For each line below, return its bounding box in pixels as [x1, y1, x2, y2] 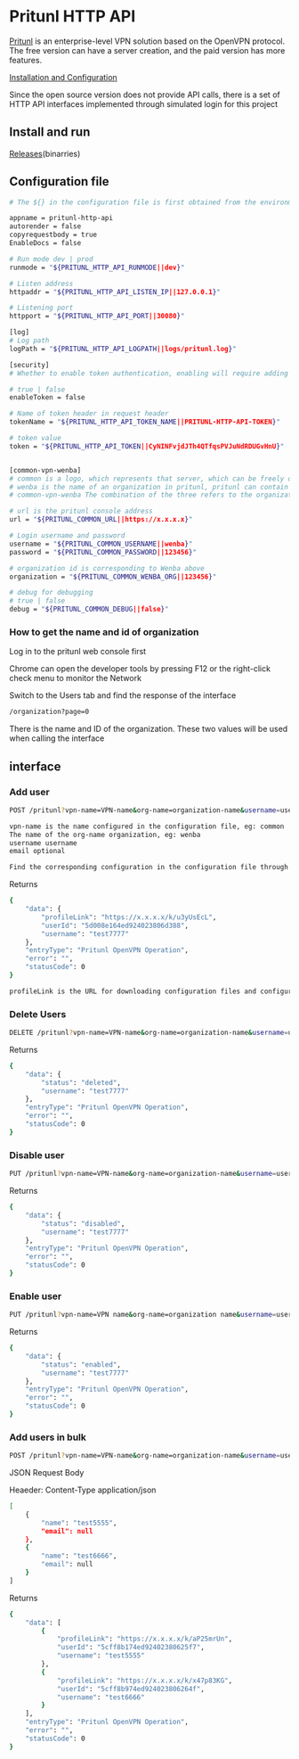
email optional [9, 847, 66, 856]
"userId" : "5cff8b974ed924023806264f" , [56, 1684, 205, 1693]
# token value [9, 434, 62, 443]
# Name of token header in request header [9, 409, 169, 418]
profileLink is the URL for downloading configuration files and [9, 987, 256, 996]
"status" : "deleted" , [41, 1078, 122, 1087]
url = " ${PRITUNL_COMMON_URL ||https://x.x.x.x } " [9, 515, 193, 524]
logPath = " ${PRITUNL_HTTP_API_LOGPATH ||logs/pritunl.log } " [9, 344, 238, 353]
